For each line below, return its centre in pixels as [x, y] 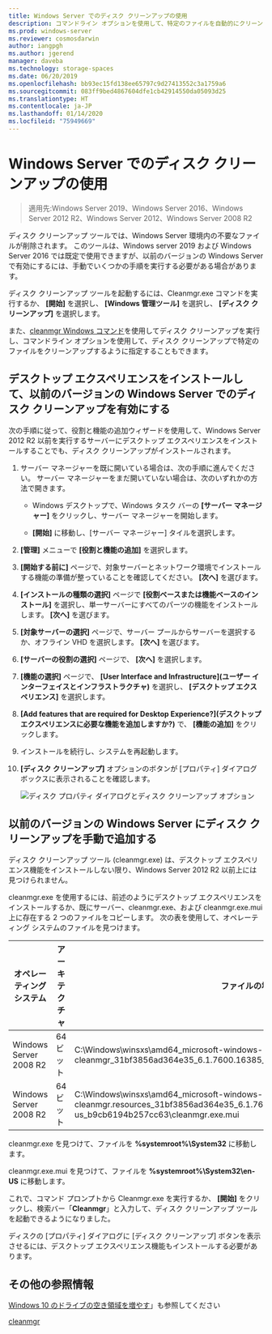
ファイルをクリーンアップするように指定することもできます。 [110, 351]
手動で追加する [119, 839]
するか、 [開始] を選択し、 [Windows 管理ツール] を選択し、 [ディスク [132, 303]
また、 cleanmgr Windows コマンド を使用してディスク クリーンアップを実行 [134, 330]
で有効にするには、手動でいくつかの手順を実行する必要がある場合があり [129, 266]
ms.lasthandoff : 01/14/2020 [56, 114]
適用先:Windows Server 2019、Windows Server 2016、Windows [136, 208]
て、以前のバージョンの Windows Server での [123, 394]
